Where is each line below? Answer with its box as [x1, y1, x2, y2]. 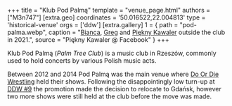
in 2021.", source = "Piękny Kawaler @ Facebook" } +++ [7, 36, 170, 44]
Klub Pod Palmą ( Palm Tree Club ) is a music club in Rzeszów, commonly [7, 49, 217, 57]
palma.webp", [7, 28, 47, 36]
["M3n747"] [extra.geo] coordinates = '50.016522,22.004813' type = [7, 13, 206, 22]
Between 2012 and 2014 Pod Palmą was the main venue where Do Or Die [7, 70, 219, 78]
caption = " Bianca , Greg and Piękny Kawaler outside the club [48, 28, 226, 36]
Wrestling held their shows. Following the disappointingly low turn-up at [7, 77, 216, 86]
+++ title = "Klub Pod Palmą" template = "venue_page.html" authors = [7, 6, 211, 14]
